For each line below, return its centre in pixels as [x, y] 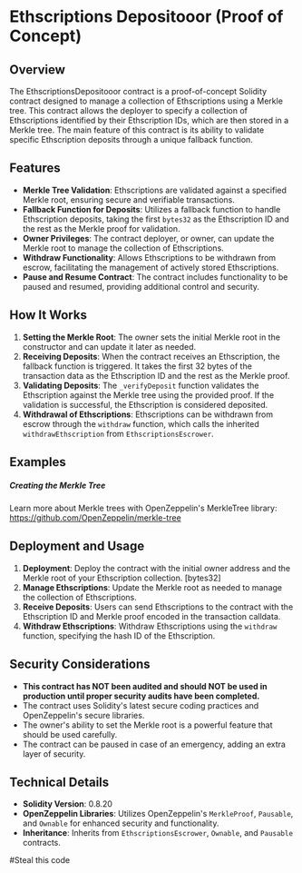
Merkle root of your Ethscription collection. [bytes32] [122, 578]
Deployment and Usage [77, 546]
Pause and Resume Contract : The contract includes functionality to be [155, 277]
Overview [38, 69]
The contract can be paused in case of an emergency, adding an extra [154, 744]
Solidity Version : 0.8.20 [68, 804]
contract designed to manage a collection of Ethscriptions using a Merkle [146, 101]
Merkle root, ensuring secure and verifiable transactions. [129, 199]
